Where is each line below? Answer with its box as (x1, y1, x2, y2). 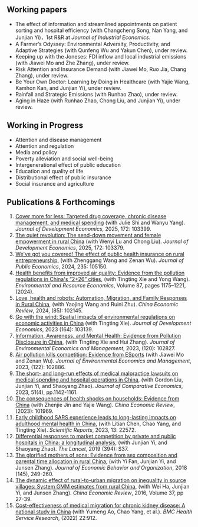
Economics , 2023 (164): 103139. (15, 326, 94, 333)
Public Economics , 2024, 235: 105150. (15, 263, 108, 270)
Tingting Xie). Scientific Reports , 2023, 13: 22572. (15, 426, 136, 434)
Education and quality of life (15, 167, 84, 174)
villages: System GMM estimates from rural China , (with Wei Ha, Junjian (15, 483, 190, 490)
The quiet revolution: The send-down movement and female (15, 232, 161, 239)
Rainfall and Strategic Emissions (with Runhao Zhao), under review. (15, 90, 178, 98)
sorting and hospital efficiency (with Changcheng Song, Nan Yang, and (15, 27, 188, 34)
